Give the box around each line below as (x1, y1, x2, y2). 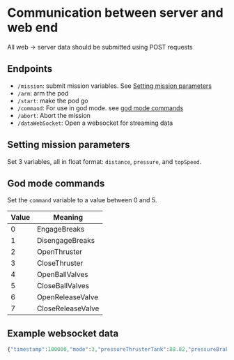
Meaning (53, 213, 84, 223)
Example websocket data (7, 327, 119, 339)
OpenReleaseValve (37, 292, 99, 302)
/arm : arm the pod (17, 89, 69, 97)
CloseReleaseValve (37, 303, 100, 313)
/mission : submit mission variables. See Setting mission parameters (17, 82, 212, 90)
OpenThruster (37, 247, 82, 257)
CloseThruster (37, 258, 84, 268)
